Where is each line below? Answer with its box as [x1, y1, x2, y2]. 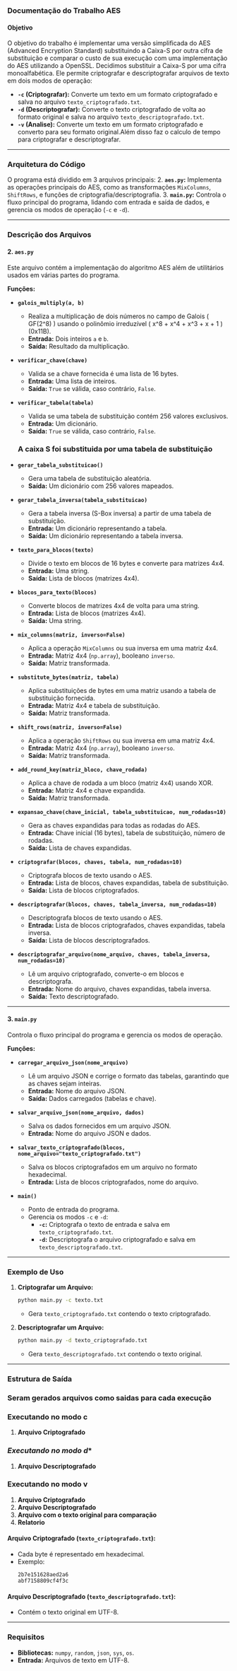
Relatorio [17, 1518, 45, 1526]
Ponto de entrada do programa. [28, 1205, 120, 1214]
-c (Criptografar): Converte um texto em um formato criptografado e [17, 91, 218, 99]
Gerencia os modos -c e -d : [28, 1213, 109, 1221]
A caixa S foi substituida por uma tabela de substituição [17, 444, 213, 454]
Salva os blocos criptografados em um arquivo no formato [28, 1163, 197, 1172]
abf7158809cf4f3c [17, 1578, 69, 1585]
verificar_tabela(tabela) [17, 399, 94, 407]
